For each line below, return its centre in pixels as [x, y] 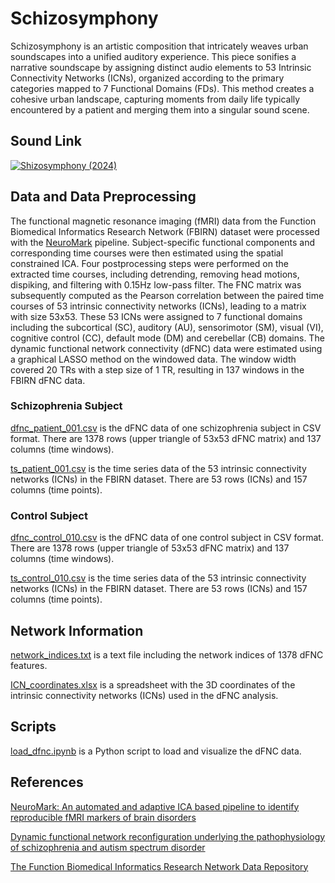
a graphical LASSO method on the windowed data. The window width [153, 359]
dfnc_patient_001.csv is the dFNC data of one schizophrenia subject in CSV [166, 428]
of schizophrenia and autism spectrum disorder [108, 847]
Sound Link [46, 141]
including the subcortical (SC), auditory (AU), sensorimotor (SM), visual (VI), [167, 327]
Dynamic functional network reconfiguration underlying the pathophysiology [168, 836]
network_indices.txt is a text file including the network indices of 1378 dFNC [167, 654]
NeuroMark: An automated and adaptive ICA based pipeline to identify [155, 806]
